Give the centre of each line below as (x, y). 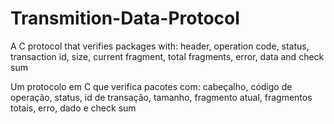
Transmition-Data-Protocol (125, 18)
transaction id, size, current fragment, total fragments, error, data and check (167, 56)
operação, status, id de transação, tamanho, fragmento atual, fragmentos (161, 97)
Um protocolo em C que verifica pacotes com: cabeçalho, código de (151, 86)
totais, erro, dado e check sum (73, 108)
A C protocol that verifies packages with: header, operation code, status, (160, 46)
